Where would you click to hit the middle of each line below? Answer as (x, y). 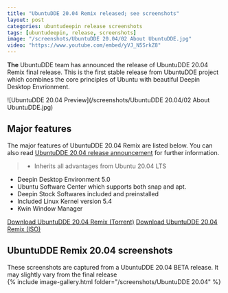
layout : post (26, 20)
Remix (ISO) (24, 229)
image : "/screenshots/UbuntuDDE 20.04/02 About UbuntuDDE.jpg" (100, 39)
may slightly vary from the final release (62, 274)
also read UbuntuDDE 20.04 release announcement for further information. (113, 152)
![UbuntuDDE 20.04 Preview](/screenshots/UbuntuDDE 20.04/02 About (109, 100)
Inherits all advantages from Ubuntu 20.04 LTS (100, 166)
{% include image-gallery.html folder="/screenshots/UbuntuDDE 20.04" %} (114, 281)
